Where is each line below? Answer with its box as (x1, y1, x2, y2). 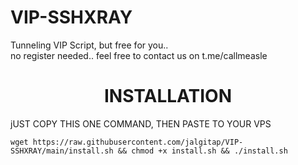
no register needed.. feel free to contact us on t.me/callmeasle (10, 49, 268, 61)
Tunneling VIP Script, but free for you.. (10, 39, 169, 51)
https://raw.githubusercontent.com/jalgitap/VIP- (32, 137, 244, 147)
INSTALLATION (104, 85, 232, 108)
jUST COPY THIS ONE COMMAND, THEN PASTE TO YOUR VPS (10, 117, 272, 130)
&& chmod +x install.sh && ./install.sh (117, 146, 288, 156)
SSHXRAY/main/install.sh (10, 146, 114, 156)
